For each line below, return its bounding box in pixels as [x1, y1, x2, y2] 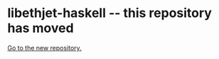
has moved [7, 20, 74, 36]
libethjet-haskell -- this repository [7, 5, 212, 21]
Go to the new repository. [7, 43, 82, 52]
